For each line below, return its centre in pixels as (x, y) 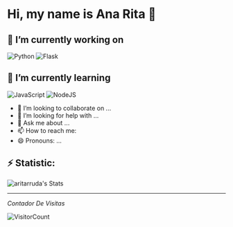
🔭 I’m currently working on (66, 40)
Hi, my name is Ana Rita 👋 (82, 14)
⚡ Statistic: (31, 163)
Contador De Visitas (36, 203)
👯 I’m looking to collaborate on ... (64, 108)
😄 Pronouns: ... (40, 140)
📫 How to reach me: (47, 130)
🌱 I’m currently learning (59, 78)
